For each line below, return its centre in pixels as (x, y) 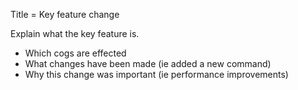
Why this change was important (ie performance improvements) (156, 74)
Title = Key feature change (65, 14)
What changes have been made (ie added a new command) (148, 63)
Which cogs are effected (75, 53)
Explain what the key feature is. (75, 33)
